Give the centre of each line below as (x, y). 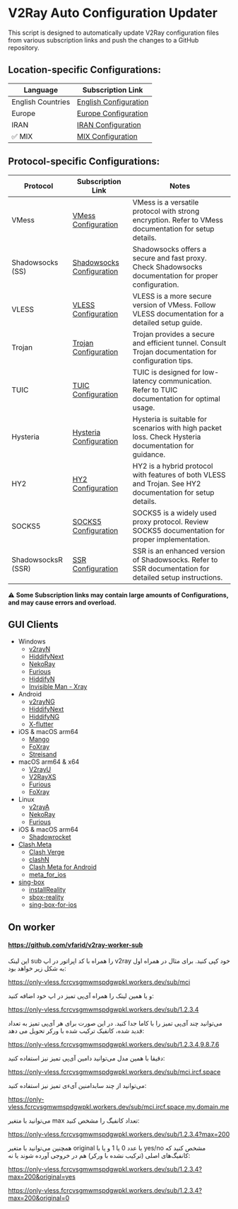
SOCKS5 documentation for (179, 530)
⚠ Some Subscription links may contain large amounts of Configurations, (118, 595)
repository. (24, 47)
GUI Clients (33, 624)
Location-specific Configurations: (85, 70)
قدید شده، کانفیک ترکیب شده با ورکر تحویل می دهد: (76, 1031)
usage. (144, 407)
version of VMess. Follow (174, 304)
